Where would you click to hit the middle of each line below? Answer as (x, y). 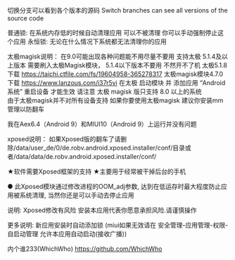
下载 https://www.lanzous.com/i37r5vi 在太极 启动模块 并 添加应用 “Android (116, 83)
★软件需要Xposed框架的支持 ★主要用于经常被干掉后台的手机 (97, 171)
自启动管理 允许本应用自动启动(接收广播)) (67, 234)
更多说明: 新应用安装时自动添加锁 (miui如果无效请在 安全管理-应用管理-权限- (118, 225)
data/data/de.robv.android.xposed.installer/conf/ (86, 156)
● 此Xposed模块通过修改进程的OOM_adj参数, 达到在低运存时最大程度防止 (114, 186)
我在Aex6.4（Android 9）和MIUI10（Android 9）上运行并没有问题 (102, 124)
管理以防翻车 (26, 109)
